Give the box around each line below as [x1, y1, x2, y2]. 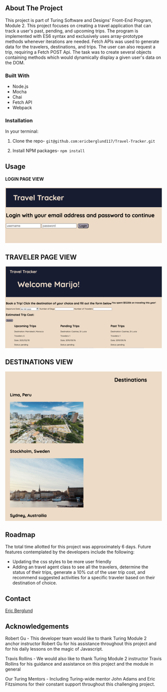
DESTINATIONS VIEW [5, 358, 74, 366]
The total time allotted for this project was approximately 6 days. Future [5, 544, 152, 550]
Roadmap [5, 530, 36, 539]
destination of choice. [12, 580, 57, 586]
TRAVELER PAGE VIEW [5, 253, 77, 261]
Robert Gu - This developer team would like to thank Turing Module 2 [5, 635, 147, 641]
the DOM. [5, 59, 25, 65]
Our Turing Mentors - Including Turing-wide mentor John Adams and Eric [5, 676, 156, 682]
